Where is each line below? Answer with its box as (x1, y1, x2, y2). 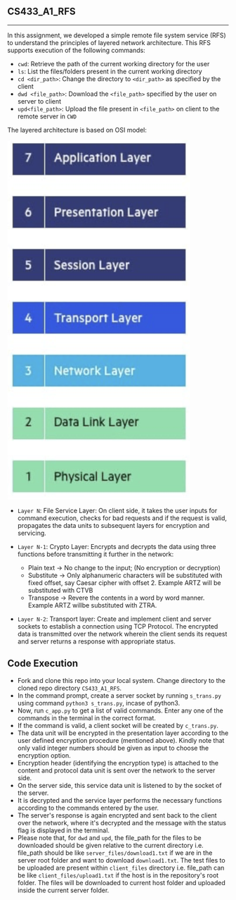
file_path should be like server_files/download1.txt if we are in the (17, 849, 213, 857)
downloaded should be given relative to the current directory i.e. (17, 841, 204, 849)
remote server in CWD (17, 112, 77, 121)
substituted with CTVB (27, 586, 93, 594)
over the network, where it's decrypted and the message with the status (17, 818, 227, 827)
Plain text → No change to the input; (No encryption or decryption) (27, 563, 221, 572)
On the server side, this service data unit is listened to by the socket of (17, 781, 223, 789)
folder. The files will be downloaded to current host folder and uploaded (17, 878, 226, 887)
